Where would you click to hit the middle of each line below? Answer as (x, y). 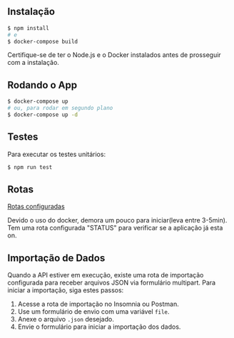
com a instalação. (33, 63)
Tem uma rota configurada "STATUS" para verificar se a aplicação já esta (115, 228)
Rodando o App (42, 85)
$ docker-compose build (43, 41)
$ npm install (29, 28)
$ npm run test (30, 167)
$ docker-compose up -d (43, 115)
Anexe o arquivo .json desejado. (66, 319)
